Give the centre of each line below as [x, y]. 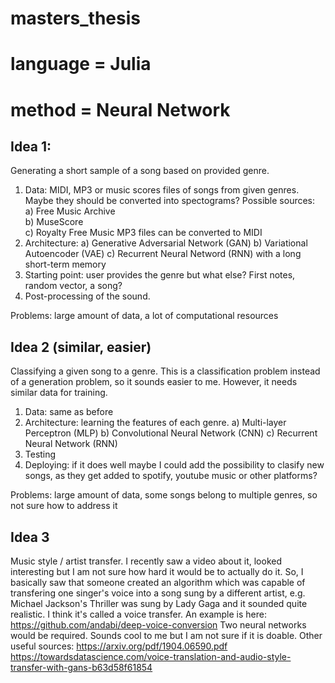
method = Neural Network [120, 109]
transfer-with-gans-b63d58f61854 [81, 667]
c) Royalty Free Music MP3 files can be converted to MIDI [143, 233]
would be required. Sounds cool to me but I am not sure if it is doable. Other [166, 635]
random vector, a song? [73, 286]
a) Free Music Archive [70, 211]
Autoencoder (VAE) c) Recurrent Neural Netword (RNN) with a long [163, 254]
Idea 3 [30, 537]
